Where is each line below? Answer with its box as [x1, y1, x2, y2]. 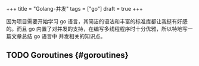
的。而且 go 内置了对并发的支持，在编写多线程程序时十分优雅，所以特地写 [6, 26, 188, 32]
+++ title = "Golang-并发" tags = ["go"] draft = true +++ [6, 5, 143, 12]
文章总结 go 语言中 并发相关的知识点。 [11, 33, 106, 40]
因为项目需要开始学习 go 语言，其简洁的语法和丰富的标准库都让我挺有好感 [6, 18, 188, 25]
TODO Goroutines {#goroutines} [6, 50, 129, 61]
